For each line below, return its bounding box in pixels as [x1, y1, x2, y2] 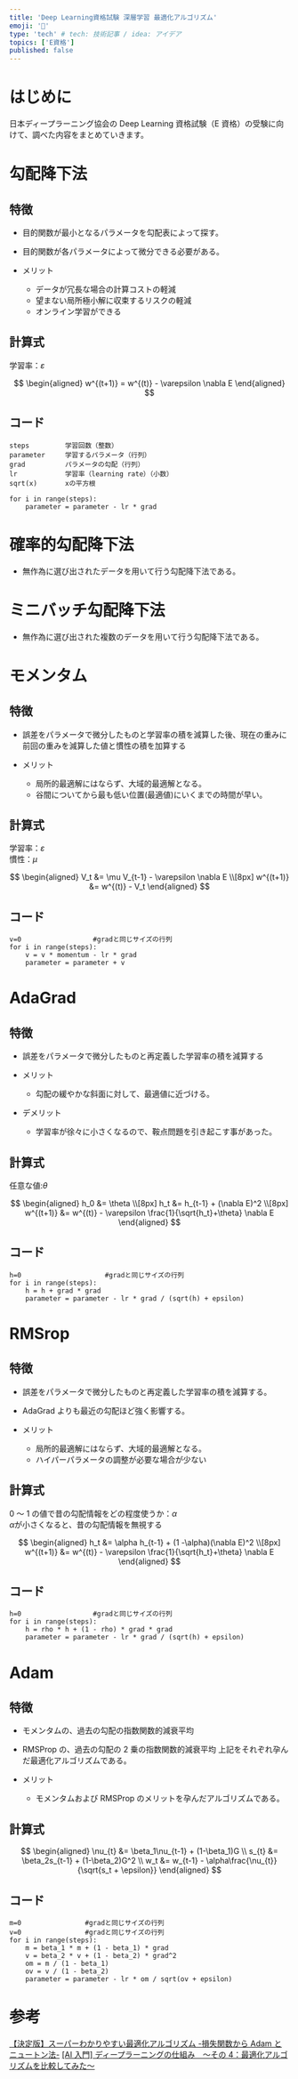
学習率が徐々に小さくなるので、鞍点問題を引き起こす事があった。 [35, 1126, 278, 1137]
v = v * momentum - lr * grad [25, 951, 138, 960]
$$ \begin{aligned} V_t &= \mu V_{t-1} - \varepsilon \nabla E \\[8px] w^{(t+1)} [9, 872, 290, 882]
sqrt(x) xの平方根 [9, 479, 96, 488]
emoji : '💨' [9, 21, 50, 30]
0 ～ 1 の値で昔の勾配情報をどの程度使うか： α [9, 1508, 178, 1519]
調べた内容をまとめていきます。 [32, 130, 149, 141]
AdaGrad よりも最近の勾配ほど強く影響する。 [21, 1405, 189, 1415]
